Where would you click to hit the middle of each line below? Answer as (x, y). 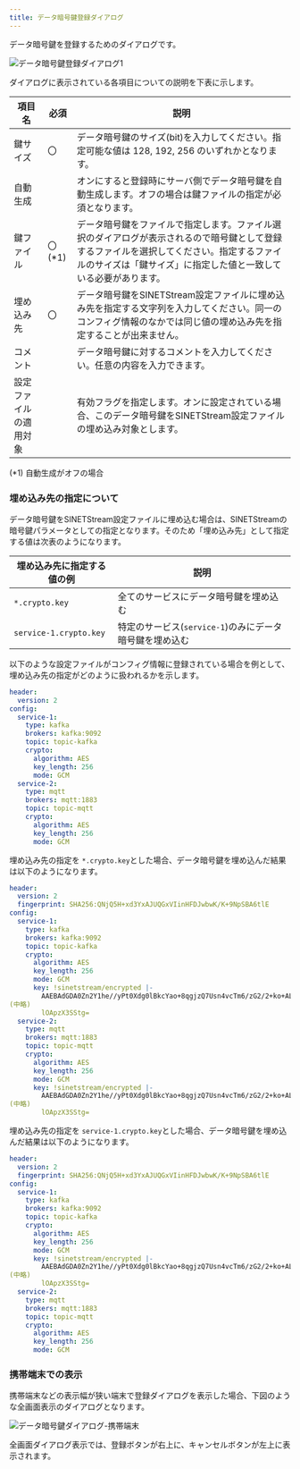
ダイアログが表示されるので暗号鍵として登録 (188, 238)
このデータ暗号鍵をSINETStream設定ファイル (190, 415)
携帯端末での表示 (46, 1374)
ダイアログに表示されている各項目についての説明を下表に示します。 (134, 82)
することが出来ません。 (135, 334)
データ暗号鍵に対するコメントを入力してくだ (170, 351)
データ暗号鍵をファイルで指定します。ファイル (175, 224)
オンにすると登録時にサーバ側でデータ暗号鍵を (175, 181)
